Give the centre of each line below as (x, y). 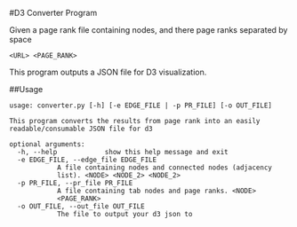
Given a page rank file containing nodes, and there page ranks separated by (148, 30)
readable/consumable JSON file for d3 (81, 129)
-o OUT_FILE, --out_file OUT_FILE (81, 207)
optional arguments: (48, 145)
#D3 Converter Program (53, 13)
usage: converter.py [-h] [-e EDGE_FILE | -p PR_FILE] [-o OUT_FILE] (141, 106)
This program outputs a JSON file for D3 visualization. (108, 72)
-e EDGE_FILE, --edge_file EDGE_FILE (87, 160)
